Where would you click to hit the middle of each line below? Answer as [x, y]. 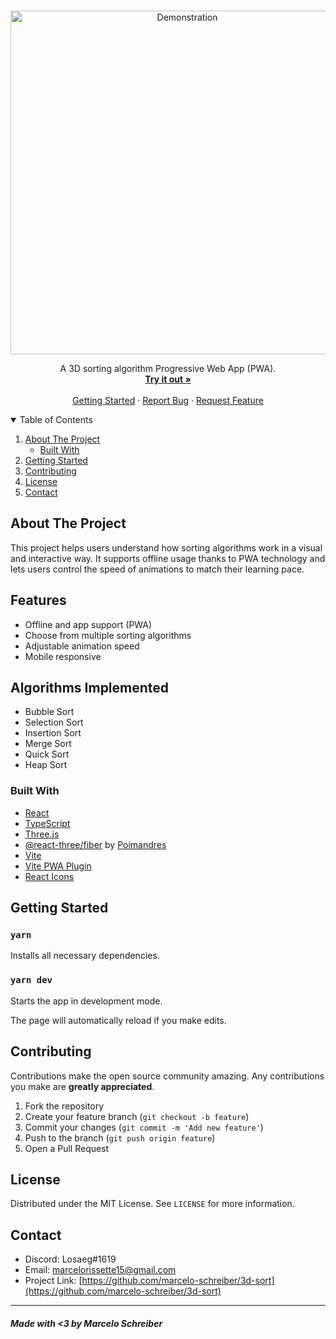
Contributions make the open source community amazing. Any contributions [167, 1076]
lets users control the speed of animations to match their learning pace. [157, 569]
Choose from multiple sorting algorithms [108, 635]
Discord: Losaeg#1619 [70, 1259]
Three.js [42, 834]
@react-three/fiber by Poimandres [95, 844]
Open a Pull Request [67, 1148]
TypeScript [47, 823]
